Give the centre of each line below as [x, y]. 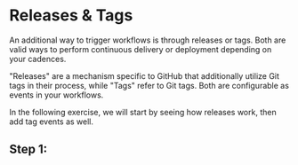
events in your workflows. [56, 95]
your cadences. [38, 59]
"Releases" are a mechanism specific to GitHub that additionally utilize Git [145, 75]
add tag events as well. [52, 122]
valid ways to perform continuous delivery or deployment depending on [141, 49]
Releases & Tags [71, 16]
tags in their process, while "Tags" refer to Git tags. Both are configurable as [149, 85]
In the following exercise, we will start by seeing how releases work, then [143, 112]
